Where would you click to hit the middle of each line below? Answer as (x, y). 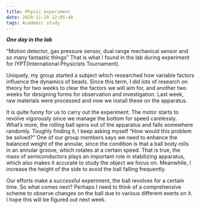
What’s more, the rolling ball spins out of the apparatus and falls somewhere (100, 125)
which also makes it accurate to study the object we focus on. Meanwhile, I (99, 163)
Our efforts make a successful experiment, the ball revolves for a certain (95, 181)
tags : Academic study (33, 23)
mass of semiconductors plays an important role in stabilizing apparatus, (96, 157)
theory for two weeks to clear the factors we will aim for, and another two (96, 88)
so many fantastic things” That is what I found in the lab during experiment (98, 58)
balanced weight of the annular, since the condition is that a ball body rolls (98, 144)
